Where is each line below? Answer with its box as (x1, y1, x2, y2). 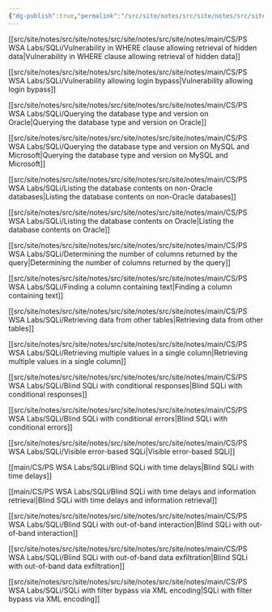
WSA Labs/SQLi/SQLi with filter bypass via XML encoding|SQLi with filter (8, 585, 253, 595)
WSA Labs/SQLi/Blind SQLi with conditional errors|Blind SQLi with (8, 413, 228, 423)
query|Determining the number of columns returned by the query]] (8, 257, 231, 267)
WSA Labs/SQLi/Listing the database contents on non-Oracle (8, 183, 213, 193)
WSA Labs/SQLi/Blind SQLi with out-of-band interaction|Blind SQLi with (8, 520, 247, 529)
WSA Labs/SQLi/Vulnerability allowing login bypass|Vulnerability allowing (8, 75, 253, 85)
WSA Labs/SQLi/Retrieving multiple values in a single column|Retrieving (8, 348, 249, 357)
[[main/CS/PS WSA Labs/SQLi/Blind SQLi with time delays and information (8, 486, 257, 496)
